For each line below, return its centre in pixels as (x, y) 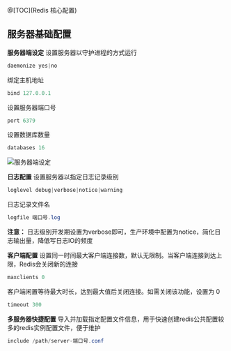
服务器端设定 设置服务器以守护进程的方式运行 (72, 52)
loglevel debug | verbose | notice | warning (65, 191)
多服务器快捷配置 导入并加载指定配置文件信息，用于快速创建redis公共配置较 (116, 319)
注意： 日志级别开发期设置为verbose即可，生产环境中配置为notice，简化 (111, 232)
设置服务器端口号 (32, 107)
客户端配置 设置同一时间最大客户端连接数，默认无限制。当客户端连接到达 (112, 255)
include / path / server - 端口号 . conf (56, 341)
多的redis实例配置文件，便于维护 (54, 327)
